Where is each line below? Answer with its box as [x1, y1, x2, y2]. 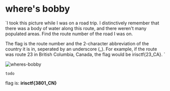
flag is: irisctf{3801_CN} [5, 80, 57, 86]
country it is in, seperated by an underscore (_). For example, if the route [5, 46, 157, 52]
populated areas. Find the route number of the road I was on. [5, 31, 133, 37]
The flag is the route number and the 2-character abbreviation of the [5, 40, 149, 46]
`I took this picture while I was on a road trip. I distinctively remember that [5, 20, 159, 26]
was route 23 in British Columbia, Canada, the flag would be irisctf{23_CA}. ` [5, 51, 165, 57]
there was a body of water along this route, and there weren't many [5, 25, 147, 31]
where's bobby [5, 3, 70, 15]
